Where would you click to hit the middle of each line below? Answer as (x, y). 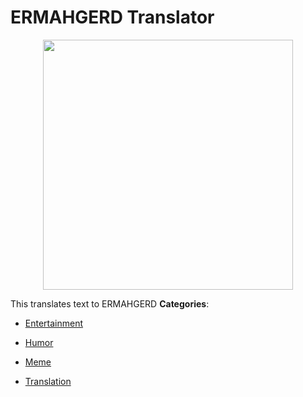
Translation (48, 381)
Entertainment (54, 323)
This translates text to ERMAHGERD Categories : (110, 303)
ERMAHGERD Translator (112, 17)
